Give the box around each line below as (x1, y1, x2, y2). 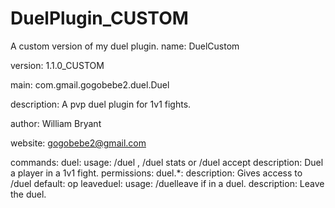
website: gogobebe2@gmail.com (10, 137, 147, 149)
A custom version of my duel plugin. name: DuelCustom (10, 40, 240, 52)
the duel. (10, 188, 47, 200)
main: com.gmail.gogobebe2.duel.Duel (10, 78, 170, 91)
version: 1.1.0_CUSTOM (10, 59, 105, 71)
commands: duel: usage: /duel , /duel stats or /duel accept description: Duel (10, 156, 324, 168)
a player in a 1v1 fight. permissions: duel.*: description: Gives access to (10, 167, 303, 179)
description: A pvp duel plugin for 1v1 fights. (10, 98, 192, 110)
